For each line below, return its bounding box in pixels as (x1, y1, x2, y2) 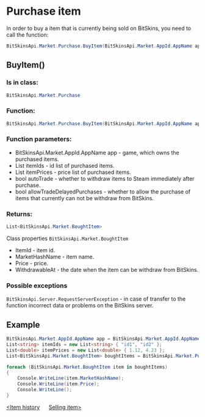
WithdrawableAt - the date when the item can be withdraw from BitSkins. (15, 266, 199, 274)
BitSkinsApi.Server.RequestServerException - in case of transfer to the (6, 295, 186, 302)
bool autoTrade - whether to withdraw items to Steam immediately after (15, 175, 195, 182)
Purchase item (6, 4, 81, 18)
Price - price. (15, 260, 49, 267)
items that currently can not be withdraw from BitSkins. (15, 194, 154, 201)
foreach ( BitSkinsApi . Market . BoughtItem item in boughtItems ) (6, 364, 168, 370)
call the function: (6, 31, 49, 38)
